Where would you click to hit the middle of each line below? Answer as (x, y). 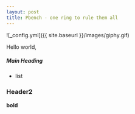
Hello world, (21, 47)
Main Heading (25, 61)
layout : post (23, 12)
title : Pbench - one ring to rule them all (62, 18)
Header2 (19, 92)
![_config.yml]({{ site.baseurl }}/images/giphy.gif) (68, 35)
